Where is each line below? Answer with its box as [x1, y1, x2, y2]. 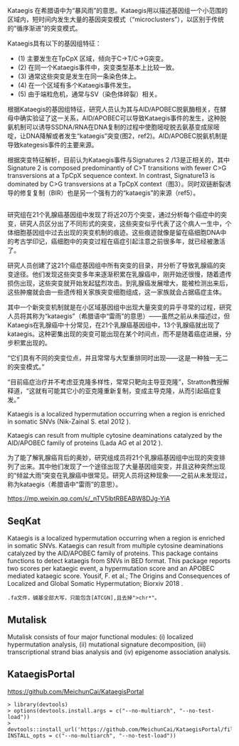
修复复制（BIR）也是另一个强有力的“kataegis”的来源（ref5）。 [19, 189, 200, 197]
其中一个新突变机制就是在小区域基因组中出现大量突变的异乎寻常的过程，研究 [7, 303, 232, 312]
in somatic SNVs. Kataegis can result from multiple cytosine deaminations [7, 542, 224, 550]
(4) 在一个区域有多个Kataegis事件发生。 [17, 81, 135, 89]
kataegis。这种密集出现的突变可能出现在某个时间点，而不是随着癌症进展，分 [7, 330, 232, 338]
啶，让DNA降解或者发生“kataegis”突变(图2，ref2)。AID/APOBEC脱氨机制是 [7, 132, 228, 140]
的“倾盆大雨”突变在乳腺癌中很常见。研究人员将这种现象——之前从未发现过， [7, 471, 231, 480]
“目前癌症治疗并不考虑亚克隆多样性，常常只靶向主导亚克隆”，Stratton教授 [7, 378, 223, 387]
